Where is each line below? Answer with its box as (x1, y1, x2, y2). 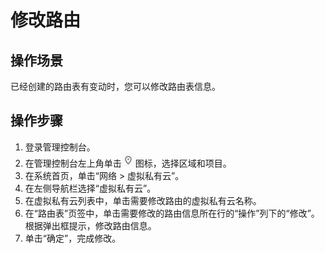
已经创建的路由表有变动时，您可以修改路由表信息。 (10, 81, 221, 92)
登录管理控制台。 (24, 141, 96, 153)
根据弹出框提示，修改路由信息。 (24, 219, 157, 231)
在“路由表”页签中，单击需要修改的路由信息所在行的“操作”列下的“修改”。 (24, 207, 320, 219)
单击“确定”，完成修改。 (24, 232, 122, 244)
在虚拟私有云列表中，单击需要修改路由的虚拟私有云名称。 (24, 194, 262, 206)
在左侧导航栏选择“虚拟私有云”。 (24, 182, 157, 194)
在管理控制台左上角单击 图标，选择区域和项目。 (24, 157, 232, 169)
